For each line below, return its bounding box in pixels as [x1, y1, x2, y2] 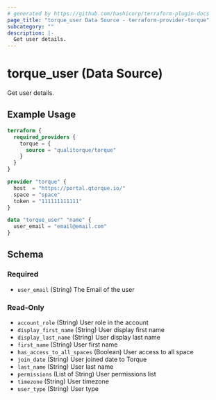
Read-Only [7, 302, 45, 312]
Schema [7, 249, 44, 261]
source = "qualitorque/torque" [25, 146, 117, 153]
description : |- [7, 29, 54, 37]
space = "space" [13, 191, 60, 198]
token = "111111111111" [13, 198, 82, 205]
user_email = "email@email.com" [13, 223, 108, 230]
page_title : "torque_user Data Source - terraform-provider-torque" [7, 17, 210, 24]
